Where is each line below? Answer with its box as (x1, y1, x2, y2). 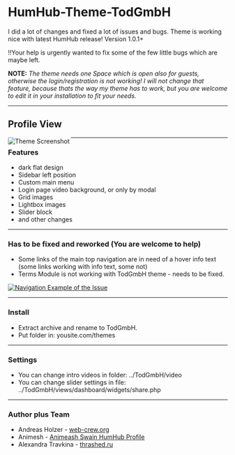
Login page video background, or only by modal (17, 186, 156, 194)
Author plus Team (8, 410, 70, 419)
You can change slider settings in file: (17, 378, 126, 387)
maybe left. (8, 55, 40, 64)
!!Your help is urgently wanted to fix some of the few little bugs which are (8, 48, 218, 57)
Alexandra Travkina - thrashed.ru (17, 440, 114, 449)
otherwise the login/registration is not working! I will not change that (8, 76, 204, 85)
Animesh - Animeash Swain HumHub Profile (17, 433, 145, 441)
